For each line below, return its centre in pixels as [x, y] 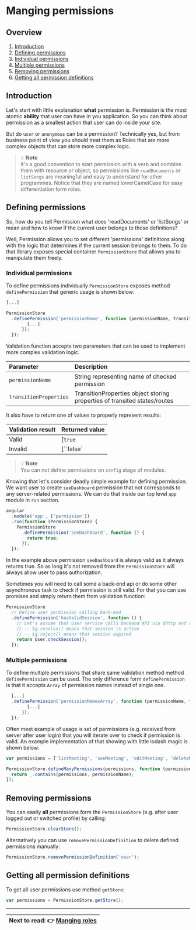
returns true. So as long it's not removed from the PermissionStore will [90, 567]
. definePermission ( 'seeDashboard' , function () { [83, 533]
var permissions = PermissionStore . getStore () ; [65, 900]
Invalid [18, 449]
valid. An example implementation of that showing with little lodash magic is [97, 741]
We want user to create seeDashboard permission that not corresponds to [93, 488]
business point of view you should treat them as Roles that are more [88, 140]
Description [91, 367]
